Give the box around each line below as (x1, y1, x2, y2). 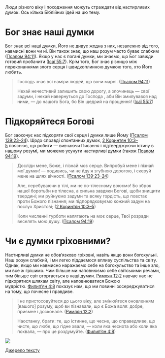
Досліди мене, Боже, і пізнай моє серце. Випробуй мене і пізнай (17, 163, 154, 168)
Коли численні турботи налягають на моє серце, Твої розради (17, 213, 149, 219)
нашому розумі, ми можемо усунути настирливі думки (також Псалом (5, 148, 155, 154)
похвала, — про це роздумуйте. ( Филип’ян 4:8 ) (17, 328, 116, 334)
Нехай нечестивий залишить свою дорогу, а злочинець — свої (17, 88, 149, 94)
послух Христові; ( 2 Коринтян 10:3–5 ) (17, 203, 96, 209)
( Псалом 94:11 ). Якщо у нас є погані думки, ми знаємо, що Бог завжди (5, 53, 154, 59)
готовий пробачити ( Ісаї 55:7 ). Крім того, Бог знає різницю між (5, 59, 137, 65)
